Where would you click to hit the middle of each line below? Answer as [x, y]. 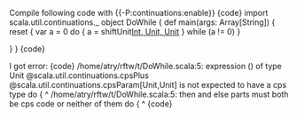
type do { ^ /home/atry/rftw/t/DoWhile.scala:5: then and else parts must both [149, 94]
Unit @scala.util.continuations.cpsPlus [79, 75]
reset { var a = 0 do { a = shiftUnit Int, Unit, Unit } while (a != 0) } [125, 31]
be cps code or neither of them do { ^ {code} [91, 104]
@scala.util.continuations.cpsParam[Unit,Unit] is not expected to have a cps [148, 85]
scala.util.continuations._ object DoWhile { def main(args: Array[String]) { [142, 22]
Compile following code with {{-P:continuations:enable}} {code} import [139, 13]
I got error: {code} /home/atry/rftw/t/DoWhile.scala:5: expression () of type [145, 66]
